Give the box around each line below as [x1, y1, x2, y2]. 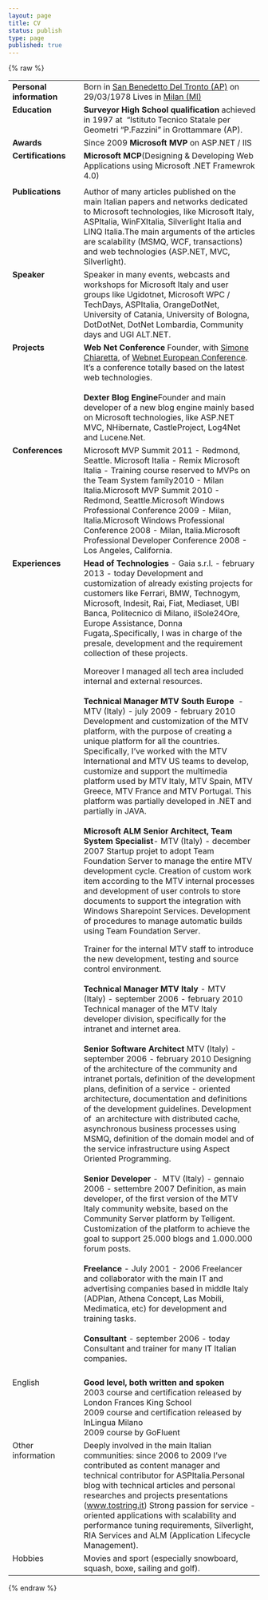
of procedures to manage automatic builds [83, 916, 243, 927]
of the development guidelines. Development [83, 1104, 252, 1115]
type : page [8, 34, 45, 42]
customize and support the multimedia [83, 766, 228, 777]
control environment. [83, 964, 162, 975]
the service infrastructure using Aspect [83, 1144, 230, 1155]
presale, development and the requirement [83, 638, 243, 649]
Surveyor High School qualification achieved [83, 105, 256, 116]
